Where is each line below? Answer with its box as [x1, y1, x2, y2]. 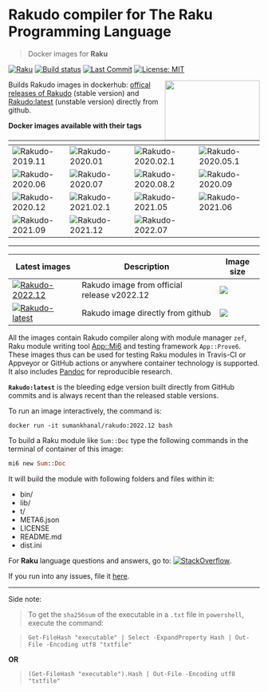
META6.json [19, 515, 60, 524]
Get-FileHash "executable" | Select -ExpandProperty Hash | [27, 633, 232, 642]
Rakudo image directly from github [81, 307, 211, 318]
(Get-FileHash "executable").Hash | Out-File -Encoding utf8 [27, 670, 236, 678]
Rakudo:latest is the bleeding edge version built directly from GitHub [8, 382, 235, 392]
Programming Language [8, 22, 171, 41]
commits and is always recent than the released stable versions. [8, 390, 219, 400]
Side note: [8, 594, 42, 603]
